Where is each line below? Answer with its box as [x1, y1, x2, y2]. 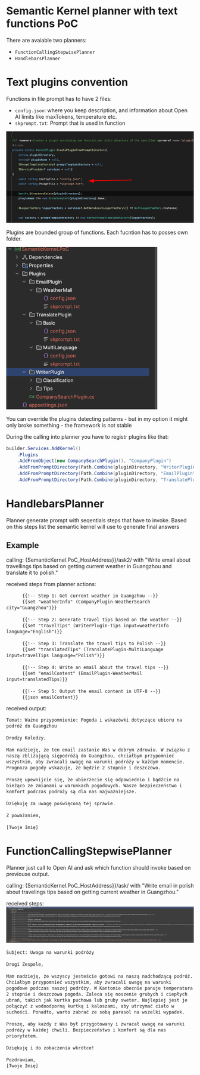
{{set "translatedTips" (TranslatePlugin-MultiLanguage [21, 646, 164, 652]
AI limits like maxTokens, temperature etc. [14, 113, 117, 120]
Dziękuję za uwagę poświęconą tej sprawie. [6, 800, 116, 806]
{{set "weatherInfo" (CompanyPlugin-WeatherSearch [21, 599, 151, 605]
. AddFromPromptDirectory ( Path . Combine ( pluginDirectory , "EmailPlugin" [17, 470, 196, 477]
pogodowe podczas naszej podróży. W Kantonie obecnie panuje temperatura [6, 985, 193, 991]
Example [6, 540, 39, 550]
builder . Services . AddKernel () [6, 445, 82, 451]
